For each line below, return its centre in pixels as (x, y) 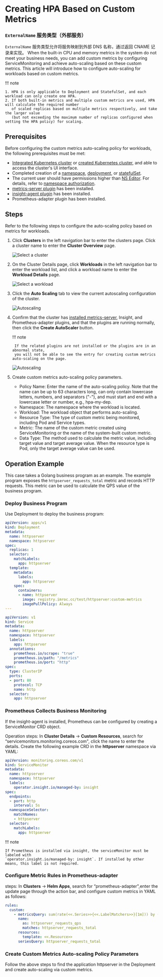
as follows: (16, 896)
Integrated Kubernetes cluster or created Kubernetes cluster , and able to (85, 163)
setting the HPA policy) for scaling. (44, 122)
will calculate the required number (42, 105)
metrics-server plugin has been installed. (53, 189)
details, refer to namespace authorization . (54, 183)
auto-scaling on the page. (39, 359)
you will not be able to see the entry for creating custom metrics (85, 355)
